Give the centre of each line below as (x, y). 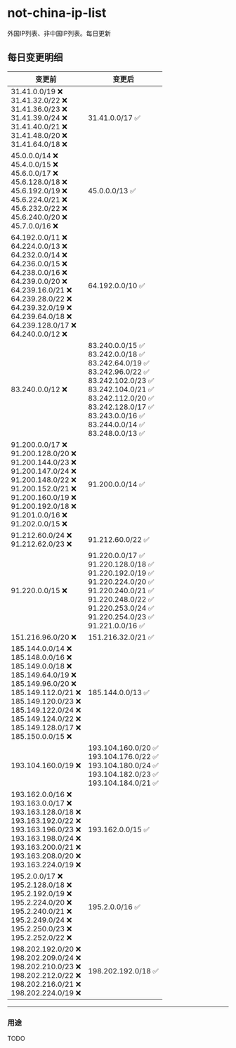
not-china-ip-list (57, 13)
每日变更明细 (35, 58)
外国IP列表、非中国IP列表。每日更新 (59, 33)
